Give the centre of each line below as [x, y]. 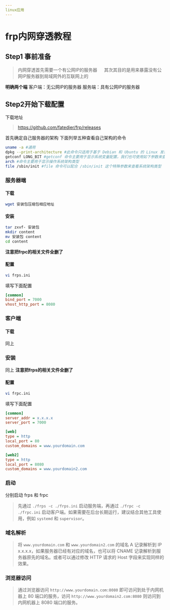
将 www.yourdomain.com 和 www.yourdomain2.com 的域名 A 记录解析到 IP [90, 544]
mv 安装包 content [24, 237]
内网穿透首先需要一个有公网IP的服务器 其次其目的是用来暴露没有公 [90, 70]
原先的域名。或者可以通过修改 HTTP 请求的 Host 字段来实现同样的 [95, 557]
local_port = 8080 [25, 464]
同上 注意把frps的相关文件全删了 [39, 370]
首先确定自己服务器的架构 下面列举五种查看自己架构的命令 [66, 138]
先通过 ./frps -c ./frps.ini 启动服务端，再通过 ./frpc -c [79, 505]
